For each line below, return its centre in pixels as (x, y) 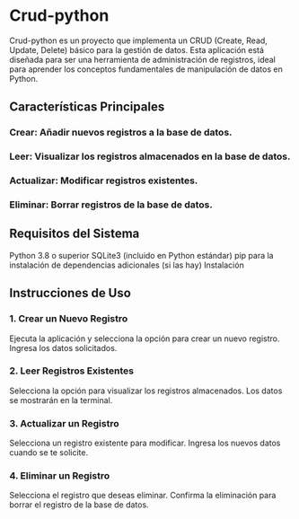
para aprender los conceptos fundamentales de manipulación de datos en (146, 69)
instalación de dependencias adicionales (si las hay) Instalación (127, 265)
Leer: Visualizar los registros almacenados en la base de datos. (150, 156)
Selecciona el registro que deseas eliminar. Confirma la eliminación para (143, 496)
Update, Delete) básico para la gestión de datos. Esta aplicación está (137, 49)
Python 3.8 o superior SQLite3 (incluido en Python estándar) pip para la (141, 255)
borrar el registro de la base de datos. (79, 505)
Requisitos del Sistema (75, 234)
